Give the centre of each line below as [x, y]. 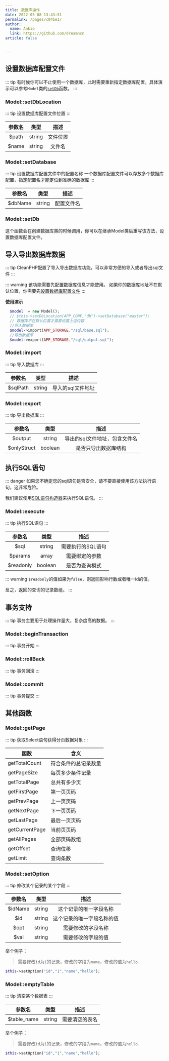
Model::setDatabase [31, 162]
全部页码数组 [66, 839]
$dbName [20, 203]
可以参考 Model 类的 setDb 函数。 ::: [43, 88]
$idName [19, 909]
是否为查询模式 [84, 566]
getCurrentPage [27, 830]
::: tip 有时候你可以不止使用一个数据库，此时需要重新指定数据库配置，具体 [82, 82]
